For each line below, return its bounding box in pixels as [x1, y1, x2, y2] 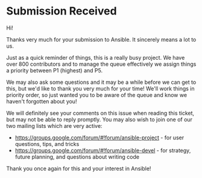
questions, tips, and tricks [14, 140, 80, 147]
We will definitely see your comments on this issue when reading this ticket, [6, 109, 195, 116]
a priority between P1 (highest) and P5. [6, 66, 103, 74]
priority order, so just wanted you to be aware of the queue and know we [6, 91, 188, 98]
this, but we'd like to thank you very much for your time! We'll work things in [6, 84, 195, 92]
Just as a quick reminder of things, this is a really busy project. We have [6, 54, 185, 61]
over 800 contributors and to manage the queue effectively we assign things [6, 60, 197, 68]
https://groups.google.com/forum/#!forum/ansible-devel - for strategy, [14, 147, 191, 154]
